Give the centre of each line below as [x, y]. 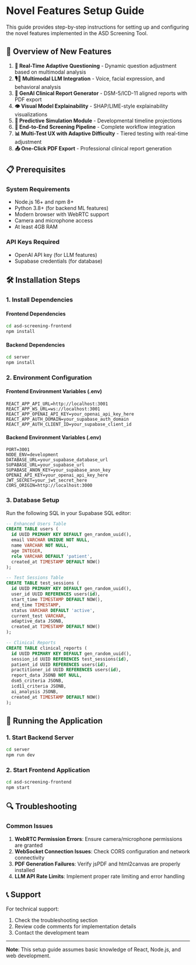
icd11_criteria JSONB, [39, 686]
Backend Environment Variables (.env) [54, 437]
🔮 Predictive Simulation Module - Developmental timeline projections [98, 121]
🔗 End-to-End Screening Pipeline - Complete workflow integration [95, 126]
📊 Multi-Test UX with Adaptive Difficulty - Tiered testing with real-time [101, 133]
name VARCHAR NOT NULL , [40, 545]
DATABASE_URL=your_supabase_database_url [57, 460]
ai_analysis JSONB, [35, 692]
